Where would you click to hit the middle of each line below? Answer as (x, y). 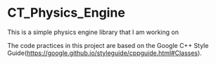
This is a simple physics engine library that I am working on (93, 32)
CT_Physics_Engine (66, 13)
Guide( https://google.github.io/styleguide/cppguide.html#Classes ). (104, 53)
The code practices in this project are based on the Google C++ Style (108, 45)
